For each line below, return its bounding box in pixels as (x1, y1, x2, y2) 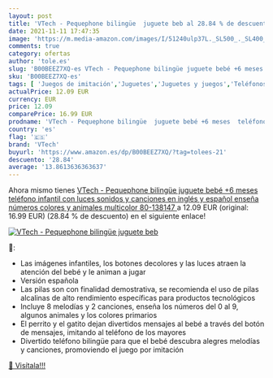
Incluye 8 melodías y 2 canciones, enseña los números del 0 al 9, (19, 302, 239, 311)
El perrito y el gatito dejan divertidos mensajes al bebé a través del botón (19, 319, 265, 329)
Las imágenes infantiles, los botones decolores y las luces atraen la (19, 259, 246, 268)
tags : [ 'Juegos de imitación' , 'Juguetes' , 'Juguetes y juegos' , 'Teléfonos (8, 80, 267, 88)
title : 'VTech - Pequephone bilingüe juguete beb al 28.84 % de (8, 20, 234, 28)
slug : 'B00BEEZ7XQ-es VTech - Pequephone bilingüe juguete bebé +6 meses (8, 65, 264, 73)
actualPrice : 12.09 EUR (8, 87, 89, 96)
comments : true (8, 42, 60, 50)
